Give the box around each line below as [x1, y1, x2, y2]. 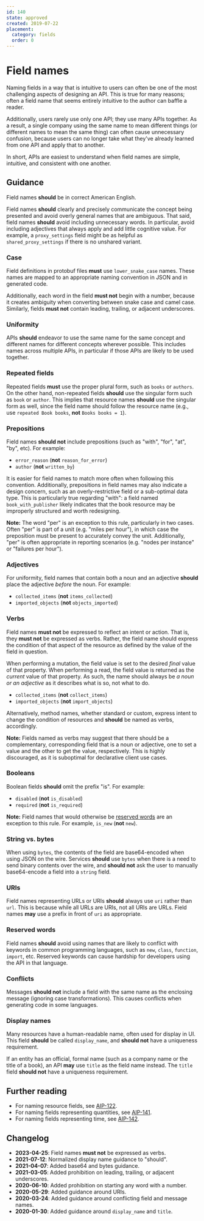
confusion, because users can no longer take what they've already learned [6, 135, 194, 142]
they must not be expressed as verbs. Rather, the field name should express [6, 634, 199, 642]
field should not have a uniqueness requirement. [6, 1068, 129, 1075]
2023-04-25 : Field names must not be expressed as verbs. [15, 1149, 166, 1156]
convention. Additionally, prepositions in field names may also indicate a [6, 481, 188, 488]
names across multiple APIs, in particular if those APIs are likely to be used [6, 347, 194, 355]
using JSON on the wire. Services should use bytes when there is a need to [6, 855, 196, 863]
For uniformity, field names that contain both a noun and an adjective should [6, 574, 199, 582]
